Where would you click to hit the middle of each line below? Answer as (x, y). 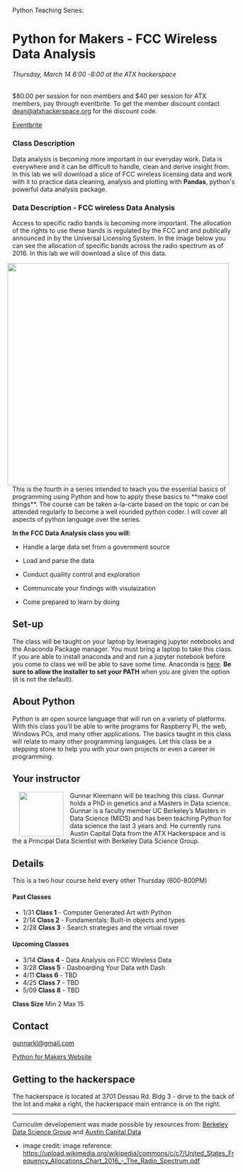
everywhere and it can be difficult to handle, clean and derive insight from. (121, 166)
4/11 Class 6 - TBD (50, 975)
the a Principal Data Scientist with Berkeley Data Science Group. (106, 841)
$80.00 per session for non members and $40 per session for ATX (109, 96)
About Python (44, 702)
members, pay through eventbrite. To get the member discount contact (116, 104)
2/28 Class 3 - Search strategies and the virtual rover (101, 928)
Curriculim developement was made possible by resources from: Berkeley (120, 1124)
